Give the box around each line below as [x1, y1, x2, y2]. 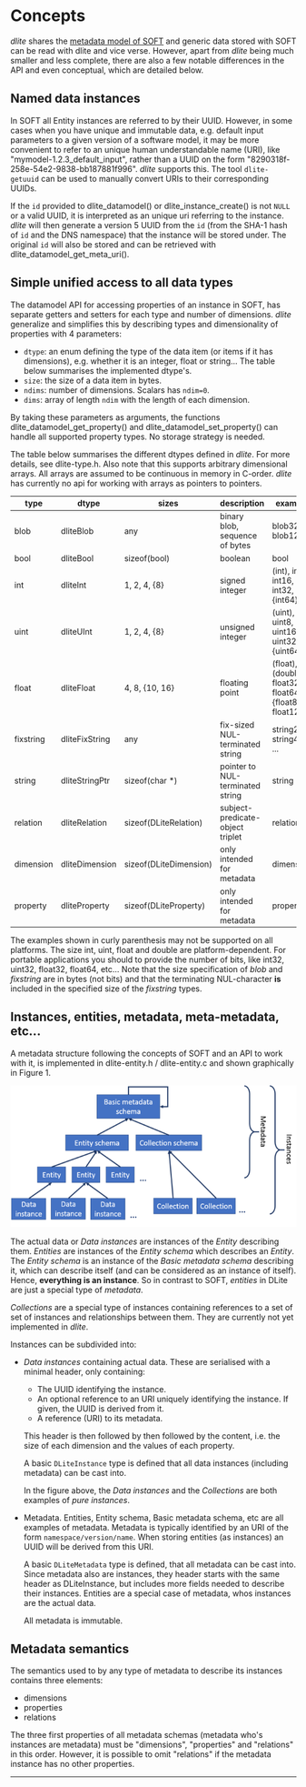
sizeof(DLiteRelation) [123, 817, 203, 828]
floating [220, 678, 249, 688]
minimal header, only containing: [23, 1366, 146, 1377]
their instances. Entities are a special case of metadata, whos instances [23, 1588, 291, 1599]
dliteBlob [61, 525, 94, 537]
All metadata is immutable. [23, 1615, 123, 1626]
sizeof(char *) [123, 775, 178, 787]
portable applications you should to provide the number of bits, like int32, [10, 954, 285, 965]
